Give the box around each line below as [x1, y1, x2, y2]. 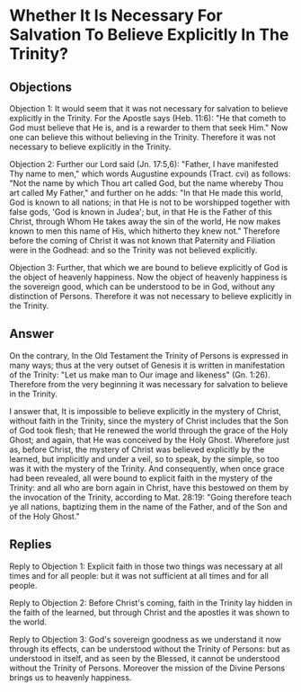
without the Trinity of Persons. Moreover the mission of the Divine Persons [9, 662, 286, 673]
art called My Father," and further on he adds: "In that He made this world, [9, 188, 284, 198]
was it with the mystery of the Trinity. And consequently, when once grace [9, 463, 285, 474]
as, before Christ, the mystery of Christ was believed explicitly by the [9, 444, 265, 455]
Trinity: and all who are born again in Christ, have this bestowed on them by [9, 482, 289, 492]
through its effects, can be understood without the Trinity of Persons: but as [9, 643, 290, 654]
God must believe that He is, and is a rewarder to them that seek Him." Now [9, 122, 288, 133]
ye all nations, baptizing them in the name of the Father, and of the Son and [9, 501, 288, 512]
